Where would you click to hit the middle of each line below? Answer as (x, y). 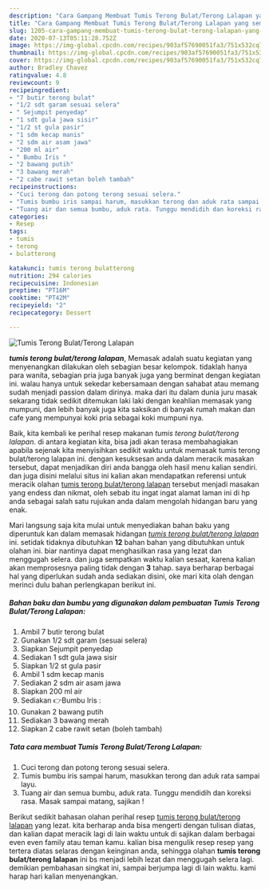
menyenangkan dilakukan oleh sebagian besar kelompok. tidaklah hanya (129, 366)
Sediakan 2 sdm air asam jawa (71, 683)
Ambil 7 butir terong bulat (62, 631)
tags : (18, 232)
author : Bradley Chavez (49, 68)
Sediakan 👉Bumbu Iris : (61, 700)
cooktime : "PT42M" (40, 298)
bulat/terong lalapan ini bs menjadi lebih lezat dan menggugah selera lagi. (132, 859)
